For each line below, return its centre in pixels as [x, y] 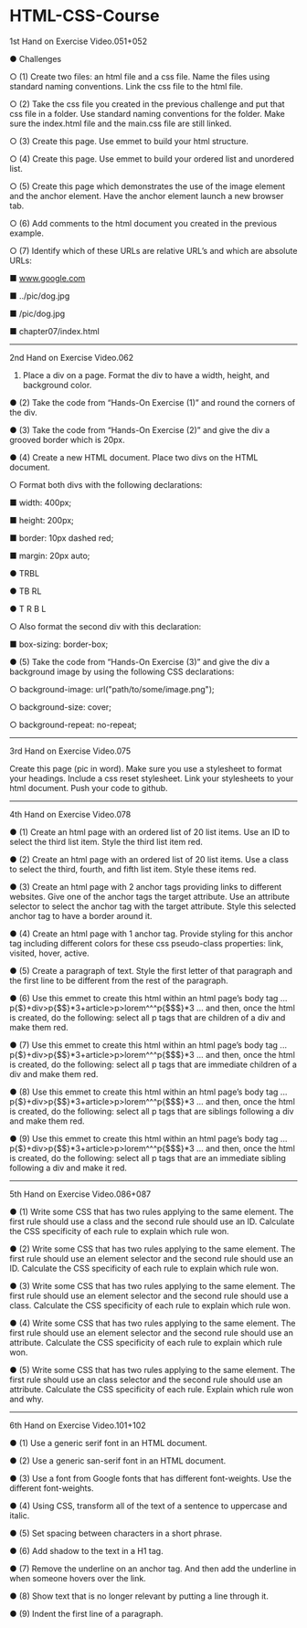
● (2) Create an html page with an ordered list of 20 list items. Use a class [149, 859]
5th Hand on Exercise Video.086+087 [80, 1194]
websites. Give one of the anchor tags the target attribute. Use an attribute [150, 896]
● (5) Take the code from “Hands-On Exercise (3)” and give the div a [140, 661]
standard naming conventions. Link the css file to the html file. [127, 86]
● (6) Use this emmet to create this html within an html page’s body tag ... [148, 998]
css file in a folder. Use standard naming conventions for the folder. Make [147, 113]
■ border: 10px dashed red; [62, 538]
